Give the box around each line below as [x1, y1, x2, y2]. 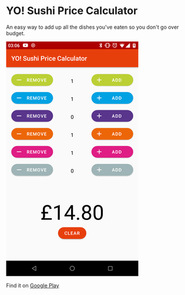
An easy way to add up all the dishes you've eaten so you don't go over [6, 23, 179, 30]
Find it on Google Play [6, 282, 60, 289]
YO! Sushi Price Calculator [6, 4, 138, 18]
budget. [6, 29, 25, 36]
